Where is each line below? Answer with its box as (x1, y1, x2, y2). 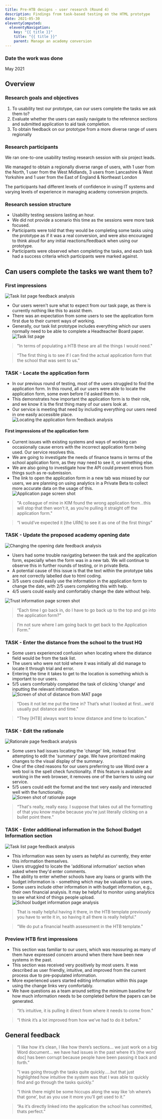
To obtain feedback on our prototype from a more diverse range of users (12, 126, 157, 132)
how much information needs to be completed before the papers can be (12, 993, 156, 999)
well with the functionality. (12, 789, 64, 795)
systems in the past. (12, 957, 52, 962)
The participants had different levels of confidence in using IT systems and (5, 184, 154, 190)
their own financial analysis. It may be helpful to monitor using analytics (12, 889, 155, 895)
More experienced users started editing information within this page (12, 978, 148, 983)
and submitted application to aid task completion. (12, 121, 110, 127)
